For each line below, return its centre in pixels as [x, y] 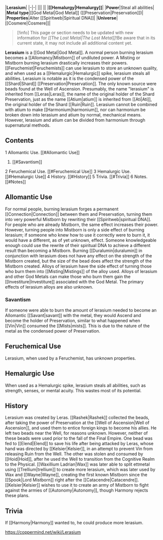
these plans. [18, 495]
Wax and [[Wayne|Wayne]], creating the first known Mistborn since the [76, 475]
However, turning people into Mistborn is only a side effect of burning [75, 229]
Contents [19, 141]
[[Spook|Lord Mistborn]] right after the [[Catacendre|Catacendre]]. [72, 480]
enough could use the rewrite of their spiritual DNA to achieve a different [78, 245]
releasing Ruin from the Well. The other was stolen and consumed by [74, 454]
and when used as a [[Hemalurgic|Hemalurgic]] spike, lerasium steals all [77, 73]
